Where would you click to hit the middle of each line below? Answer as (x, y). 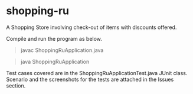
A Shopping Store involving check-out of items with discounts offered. (91, 27)
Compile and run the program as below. (54, 38)
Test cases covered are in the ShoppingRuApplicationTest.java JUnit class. (97, 73)
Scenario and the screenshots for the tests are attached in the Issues (90, 79)
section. (16, 85)
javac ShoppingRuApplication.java (62, 50)
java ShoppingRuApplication (55, 61)
